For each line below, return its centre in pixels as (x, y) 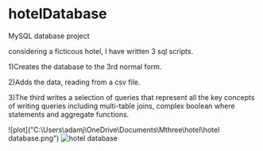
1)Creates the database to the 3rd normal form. (85, 66)
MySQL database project (49, 36)
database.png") (34, 138)
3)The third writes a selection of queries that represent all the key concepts (131, 97)
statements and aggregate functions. (69, 114)
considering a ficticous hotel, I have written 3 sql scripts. (101, 51)
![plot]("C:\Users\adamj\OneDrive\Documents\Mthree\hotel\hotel (114, 130)
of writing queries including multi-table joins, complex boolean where (122, 106)
